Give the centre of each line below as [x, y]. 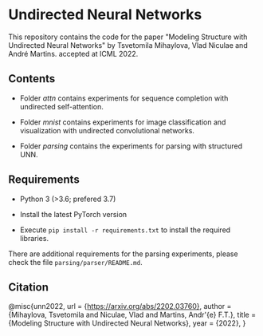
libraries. [34, 238]
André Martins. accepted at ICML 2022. [73, 53]
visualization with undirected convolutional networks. [107, 130]
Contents [32, 79]
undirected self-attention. [61, 106]
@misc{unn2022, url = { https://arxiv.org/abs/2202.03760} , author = [120, 306]
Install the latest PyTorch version [73, 214]
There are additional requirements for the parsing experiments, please [123, 254]
